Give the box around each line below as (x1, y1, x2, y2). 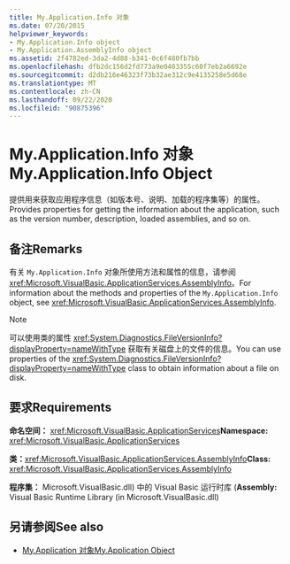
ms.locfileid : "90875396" (9, 104, 104, 112)
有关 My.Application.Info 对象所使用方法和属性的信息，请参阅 (9, 267, 236, 277)
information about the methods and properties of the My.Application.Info (9, 288, 279, 297)
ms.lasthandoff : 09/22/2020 (9, 95, 113, 104)
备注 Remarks (9, 241, 83, 257)
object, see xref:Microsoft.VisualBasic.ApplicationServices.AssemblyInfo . (9, 297, 277, 307)
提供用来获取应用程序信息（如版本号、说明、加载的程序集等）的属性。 (9, 194, 265, 205)
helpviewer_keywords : (9, 29, 89, 38)
